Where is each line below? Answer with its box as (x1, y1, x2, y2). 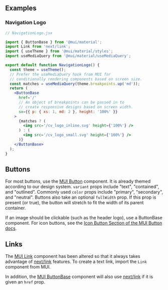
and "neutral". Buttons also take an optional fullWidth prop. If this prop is (5, 194, 156, 200)
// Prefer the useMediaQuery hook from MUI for (10, 72, 111, 77)
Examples (5, 4, 37, 13)
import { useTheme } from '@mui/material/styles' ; (5, 49, 113, 54)
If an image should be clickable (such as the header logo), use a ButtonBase (5, 215, 162, 221)
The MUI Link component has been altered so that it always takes (5, 253, 140, 259)
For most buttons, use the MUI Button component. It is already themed (5, 178, 151, 185)
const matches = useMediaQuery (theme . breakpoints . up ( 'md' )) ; (10, 81, 140, 86)
